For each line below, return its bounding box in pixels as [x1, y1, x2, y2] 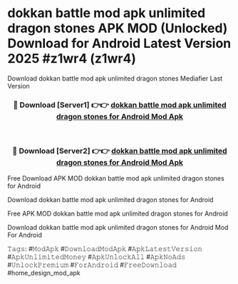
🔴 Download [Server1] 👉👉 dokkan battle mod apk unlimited [13, 100, 227, 110]
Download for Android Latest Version [7, 36, 232, 51]
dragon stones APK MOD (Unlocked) [7, 20, 228, 36]
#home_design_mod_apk [7, 268, 81, 277]
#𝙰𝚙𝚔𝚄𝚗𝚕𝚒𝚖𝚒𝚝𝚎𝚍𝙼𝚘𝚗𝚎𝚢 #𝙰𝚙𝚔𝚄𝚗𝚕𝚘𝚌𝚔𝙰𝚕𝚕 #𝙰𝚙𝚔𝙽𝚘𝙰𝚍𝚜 [7, 252, 186, 261]
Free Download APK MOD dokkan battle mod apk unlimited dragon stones [7, 173, 224, 183]
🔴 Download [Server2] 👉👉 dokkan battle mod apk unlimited [12, 146, 227, 156]
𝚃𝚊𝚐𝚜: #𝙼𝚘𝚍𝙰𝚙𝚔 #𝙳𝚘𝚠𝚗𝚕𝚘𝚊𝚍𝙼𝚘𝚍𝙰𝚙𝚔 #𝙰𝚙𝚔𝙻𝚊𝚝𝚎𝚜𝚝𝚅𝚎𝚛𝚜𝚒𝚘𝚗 [7, 244, 203, 253]
